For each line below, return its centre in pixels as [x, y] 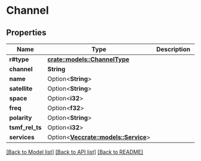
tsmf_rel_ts [25, 127]
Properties [26, 33]
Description [173, 49]
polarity [21, 118]
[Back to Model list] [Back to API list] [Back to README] [75, 152]
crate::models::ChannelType [89, 59]
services [22, 137]
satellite [21, 89]
